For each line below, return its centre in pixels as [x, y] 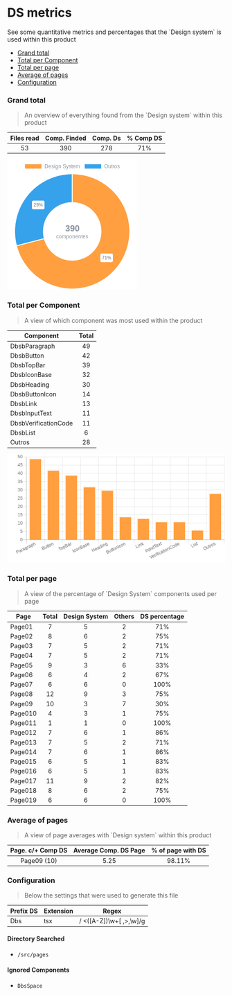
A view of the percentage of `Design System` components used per [120, 593]
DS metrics [39, 13]
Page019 [23, 800]
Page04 [21, 656]
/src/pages [33, 954]
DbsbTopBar [28, 365]
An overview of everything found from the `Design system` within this [123, 115]
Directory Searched [36, 939]
